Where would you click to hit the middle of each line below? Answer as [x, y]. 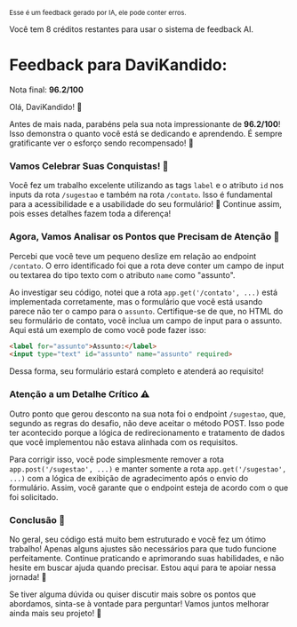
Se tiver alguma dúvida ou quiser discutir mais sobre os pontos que [132, 594]
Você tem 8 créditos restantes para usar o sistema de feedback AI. [132, 29]
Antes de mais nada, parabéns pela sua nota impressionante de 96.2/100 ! [145, 123]
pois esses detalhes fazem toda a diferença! [90, 214]
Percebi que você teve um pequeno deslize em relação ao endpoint [133, 256]
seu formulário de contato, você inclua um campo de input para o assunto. [146, 321]
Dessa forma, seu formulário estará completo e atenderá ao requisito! [136, 371]
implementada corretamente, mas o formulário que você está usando [136, 301]
